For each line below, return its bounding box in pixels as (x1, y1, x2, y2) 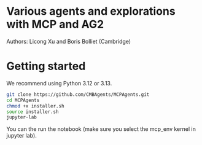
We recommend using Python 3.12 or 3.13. (6, 79, 112, 87)
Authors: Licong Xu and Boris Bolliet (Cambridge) (6, 37, 131, 45)
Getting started (6, 60, 86, 73)
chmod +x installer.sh (6, 103, 64, 109)
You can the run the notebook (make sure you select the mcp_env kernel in (6, 125, 196, 133)
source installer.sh (6, 109, 60, 115)
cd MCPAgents (6, 97, 40, 103)
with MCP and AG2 (6, 17, 104, 31)
